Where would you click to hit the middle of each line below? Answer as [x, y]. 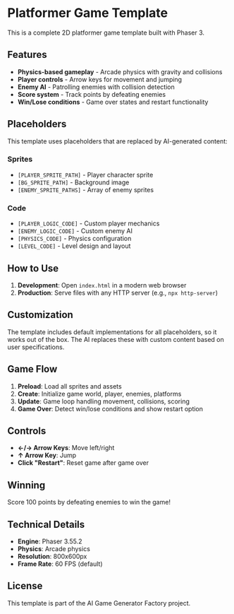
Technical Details [46, 524]
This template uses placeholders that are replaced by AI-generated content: [117, 141]
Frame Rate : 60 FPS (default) [60, 564]
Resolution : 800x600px [52, 557]
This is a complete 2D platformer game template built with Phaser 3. [106, 33]
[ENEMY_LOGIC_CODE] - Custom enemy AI [75, 231]
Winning [26, 485]
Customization [41, 315]
